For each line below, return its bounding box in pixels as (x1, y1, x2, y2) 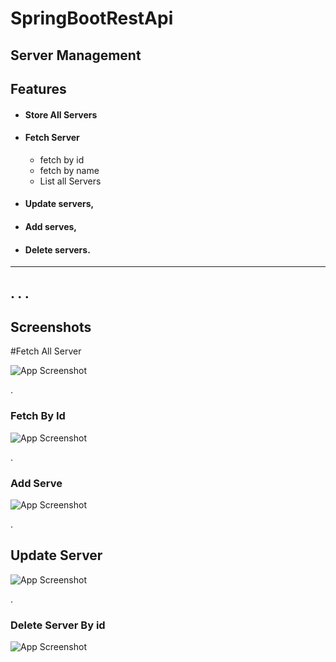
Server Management (10, 47, 142, 64)
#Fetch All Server (10, 345, 82, 357)
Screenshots (10, 318, 92, 336)
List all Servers (39, 175, 102, 187)
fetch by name (39, 164, 100, 176)
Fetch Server (24, 132, 80, 144)
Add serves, (24, 220, 77, 232)
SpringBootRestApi (10, 7, 174, 30)
